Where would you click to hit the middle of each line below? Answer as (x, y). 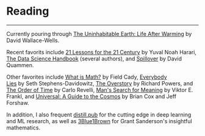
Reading (28, 11)
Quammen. (20, 65)
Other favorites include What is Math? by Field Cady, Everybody (87, 77)
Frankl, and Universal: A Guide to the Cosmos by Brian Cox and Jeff (92, 96)
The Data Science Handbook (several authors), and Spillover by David (94, 59)
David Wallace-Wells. (33, 40)
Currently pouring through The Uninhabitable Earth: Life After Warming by (99, 34)
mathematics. (23, 127)
